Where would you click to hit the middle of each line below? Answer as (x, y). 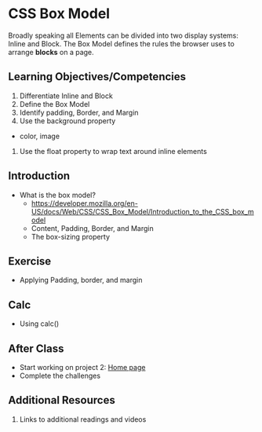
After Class (36, 348)
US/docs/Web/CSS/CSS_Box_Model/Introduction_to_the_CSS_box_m (142, 211)
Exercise (30, 261)
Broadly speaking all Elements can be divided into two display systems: (124, 35)
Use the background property (67, 121)
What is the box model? (58, 195)
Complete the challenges (60, 375)
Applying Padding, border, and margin (81, 280)
